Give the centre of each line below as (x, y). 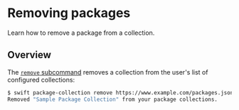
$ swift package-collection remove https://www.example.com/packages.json (121, 93)
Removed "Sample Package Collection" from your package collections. (113, 99)
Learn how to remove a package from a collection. (81, 33)
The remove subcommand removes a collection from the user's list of (108, 72)
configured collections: (41, 79)
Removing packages (69, 13)
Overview (30, 55)
